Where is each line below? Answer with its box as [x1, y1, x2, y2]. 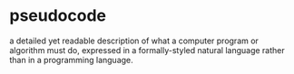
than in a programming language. [9, 54, 133, 65]
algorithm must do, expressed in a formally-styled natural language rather [9, 44, 286, 55]
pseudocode [9, 5, 107, 26]
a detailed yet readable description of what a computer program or [9, 35, 259, 46]
